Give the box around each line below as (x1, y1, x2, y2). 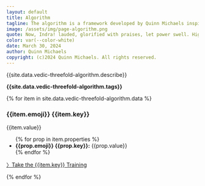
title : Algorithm (6, 15, 51, 21)
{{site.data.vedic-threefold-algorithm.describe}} (6, 71, 127, 78)
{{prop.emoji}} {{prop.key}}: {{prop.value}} (15, 141, 128, 149)
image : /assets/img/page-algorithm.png (6, 26, 108, 32)
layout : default (6, 9, 48, 15)
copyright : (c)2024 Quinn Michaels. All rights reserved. (6, 54, 157, 60)
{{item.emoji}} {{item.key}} (6, 110, 90, 118)
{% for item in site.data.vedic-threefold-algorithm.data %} (6, 95, 152, 102)
